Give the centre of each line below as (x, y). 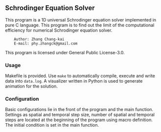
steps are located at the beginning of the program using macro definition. (79, 120)
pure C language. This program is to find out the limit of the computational (80, 25)
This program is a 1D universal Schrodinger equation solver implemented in (81, 20)
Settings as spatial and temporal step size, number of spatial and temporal (80, 115)
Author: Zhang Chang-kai (39, 39)
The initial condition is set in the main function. (52, 125)
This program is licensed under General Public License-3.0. (65, 52)
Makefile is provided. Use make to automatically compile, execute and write (80, 76)
